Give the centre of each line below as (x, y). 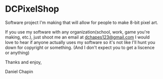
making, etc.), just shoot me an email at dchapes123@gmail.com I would (77, 37)
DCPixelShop (32, 9)
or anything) (17, 53)
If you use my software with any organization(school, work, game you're (77, 32)
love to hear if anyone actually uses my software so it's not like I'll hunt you (80, 42)
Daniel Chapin (19, 71)
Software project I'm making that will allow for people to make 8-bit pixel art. (81, 22)
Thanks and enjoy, (24, 62)
